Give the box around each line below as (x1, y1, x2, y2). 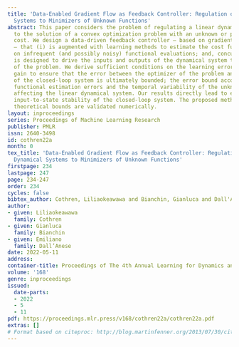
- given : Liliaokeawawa (7, 209, 78, 217)
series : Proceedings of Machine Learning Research (7, 116, 161, 123)
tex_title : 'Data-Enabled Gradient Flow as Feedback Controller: (7, 150, 205, 157)
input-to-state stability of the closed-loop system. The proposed (14, 97, 218, 104)
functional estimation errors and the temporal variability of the (14, 83, 218, 90)
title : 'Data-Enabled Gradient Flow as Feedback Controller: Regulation (7, 10, 228, 18)
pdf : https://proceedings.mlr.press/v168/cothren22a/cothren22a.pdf (7, 315, 215, 323)
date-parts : (14, 289, 50, 296)
